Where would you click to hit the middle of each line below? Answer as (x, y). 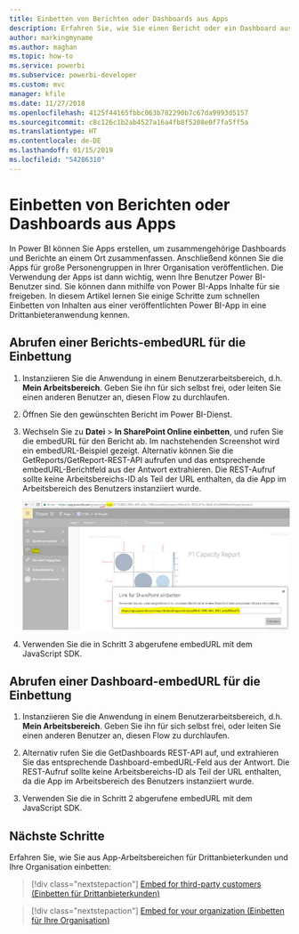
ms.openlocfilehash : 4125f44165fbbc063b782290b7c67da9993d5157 (129, 113)
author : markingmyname (51, 37)
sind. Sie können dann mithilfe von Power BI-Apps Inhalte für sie (162, 286)
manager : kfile (37, 93)
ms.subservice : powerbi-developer (73, 76)
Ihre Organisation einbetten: (60, 867)
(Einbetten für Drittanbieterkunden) (95, 894)
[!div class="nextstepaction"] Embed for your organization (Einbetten (158, 911)
